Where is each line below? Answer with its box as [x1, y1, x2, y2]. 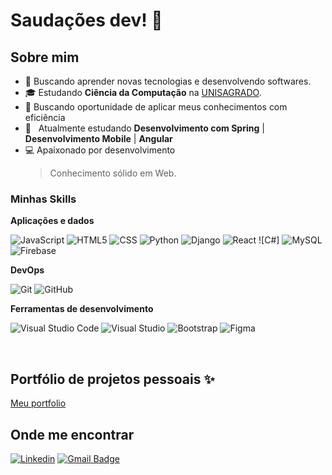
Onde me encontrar [10, 426, 135, 443]
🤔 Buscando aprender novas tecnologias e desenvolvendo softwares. [24, 75, 312, 87]
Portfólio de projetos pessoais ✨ [10, 370, 215, 388]
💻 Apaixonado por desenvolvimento [24, 144, 176, 156]
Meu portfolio [10, 397, 67, 409]
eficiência [24, 112, 66, 123]
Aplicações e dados [10, 215, 95, 227]
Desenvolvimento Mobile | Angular [24, 133, 173, 144]
